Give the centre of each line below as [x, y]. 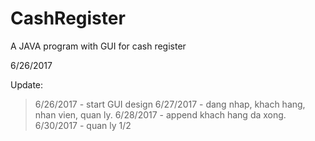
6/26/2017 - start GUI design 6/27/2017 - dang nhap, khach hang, [170, 104]
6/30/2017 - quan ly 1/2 [83, 125]
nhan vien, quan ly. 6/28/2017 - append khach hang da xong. [160, 114]
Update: [27, 84]
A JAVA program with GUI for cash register [98, 46]
